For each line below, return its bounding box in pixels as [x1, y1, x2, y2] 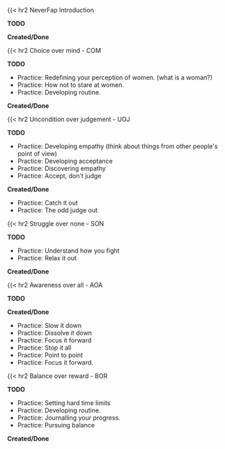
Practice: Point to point [17, 351, 84, 359]
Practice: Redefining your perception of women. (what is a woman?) [17, 73, 213, 81]
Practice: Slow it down [17, 322, 82, 329]
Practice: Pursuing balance [17, 421, 95, 429]
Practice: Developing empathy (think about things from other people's [17, 142, 218, 150]
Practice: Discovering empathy [17, 164, 106, 173]
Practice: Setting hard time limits [17, 399, 111, 407]
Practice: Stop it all [17, 344, 72, 352]
